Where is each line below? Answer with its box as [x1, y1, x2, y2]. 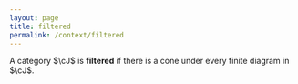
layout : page [9, 13, 59, 23]
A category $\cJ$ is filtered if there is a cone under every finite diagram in [9, 56, 290, 67]
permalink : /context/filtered [9, 30, 125, 39]
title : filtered [9, 22, 71, 31]
